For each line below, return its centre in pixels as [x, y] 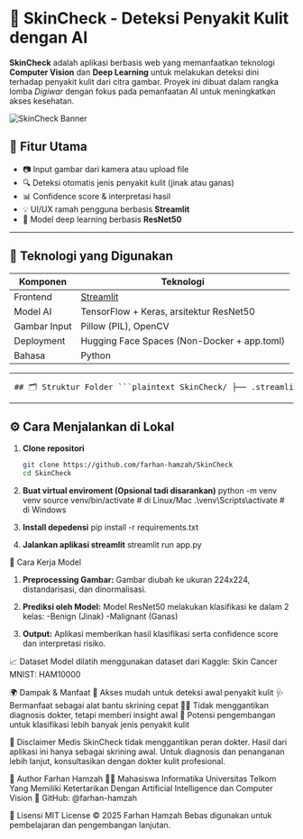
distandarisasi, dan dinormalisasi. [84, 589]
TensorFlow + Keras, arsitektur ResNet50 [168, 311]
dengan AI [49, 37]
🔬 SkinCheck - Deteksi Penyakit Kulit [149, 18]
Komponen [43, 281]
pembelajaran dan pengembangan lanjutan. [90, 825]
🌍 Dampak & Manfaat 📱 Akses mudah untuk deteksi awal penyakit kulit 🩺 [147, 693]
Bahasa [30, 355]
